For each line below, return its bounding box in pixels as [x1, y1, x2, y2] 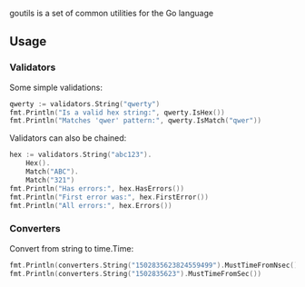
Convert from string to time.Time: [9, 242, 134, 253]
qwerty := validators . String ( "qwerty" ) [9, 99, 161, 108]
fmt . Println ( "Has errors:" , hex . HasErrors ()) [9, 183, 184, 193]
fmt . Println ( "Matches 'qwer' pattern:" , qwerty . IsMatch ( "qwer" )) [9, 116, 261, 125]
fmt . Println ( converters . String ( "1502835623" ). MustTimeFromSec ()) [9, 269, 261, 278]
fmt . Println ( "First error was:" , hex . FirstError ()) [9, 193, 209, 202]
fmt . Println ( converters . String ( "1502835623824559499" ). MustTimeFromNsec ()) [9, 261, 302, 270]
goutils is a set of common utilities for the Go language [9, 8, 214, 18]
